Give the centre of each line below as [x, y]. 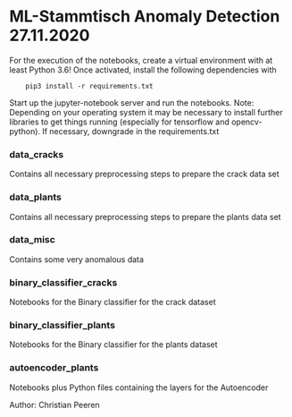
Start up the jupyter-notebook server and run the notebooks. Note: [132, 102]
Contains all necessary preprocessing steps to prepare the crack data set [144, 174]
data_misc [32, 240]
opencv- [246, 122]
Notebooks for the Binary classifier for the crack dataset [113, 302]
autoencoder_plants [54, 368]
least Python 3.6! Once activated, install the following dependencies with [143, 70]
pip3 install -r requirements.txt [89, 86]
